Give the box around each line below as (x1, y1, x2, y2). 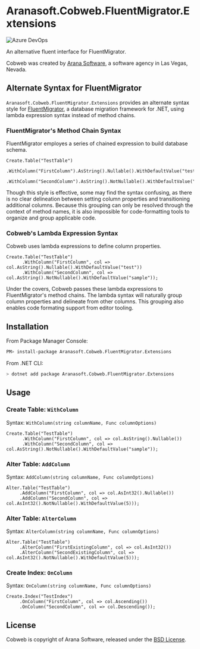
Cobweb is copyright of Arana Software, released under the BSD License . (6, 636, 186, 643)
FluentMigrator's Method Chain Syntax (6, 126, 121, 134)
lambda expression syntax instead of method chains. (6, 111, 136, 118)
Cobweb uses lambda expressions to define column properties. (6, 243, 162, 250)
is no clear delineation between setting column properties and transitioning (6, 195, 190, 203)
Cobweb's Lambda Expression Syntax (6, 229, 118, 237)
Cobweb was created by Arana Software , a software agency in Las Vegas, (6, 59, 188, 67)
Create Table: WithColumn (6, 406, 79, 414)
